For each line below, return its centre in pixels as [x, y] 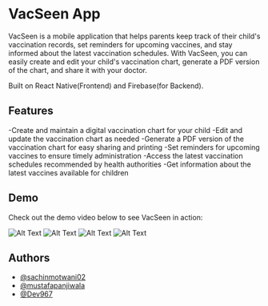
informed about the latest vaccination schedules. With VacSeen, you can [128, 53]
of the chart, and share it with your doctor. [78, 70]
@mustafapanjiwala [52, 286]
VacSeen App [54, 14]
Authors [29, 258]
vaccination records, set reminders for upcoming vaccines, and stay [120, 44]
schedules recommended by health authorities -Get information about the [130, 164]
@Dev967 [36, 294]
